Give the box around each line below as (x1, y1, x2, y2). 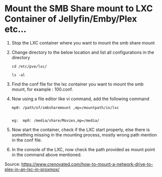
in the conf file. (11, 137, 42, 143)
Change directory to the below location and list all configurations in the (11, 49, 154, 55)
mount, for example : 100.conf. (11, 86, 73, 92)
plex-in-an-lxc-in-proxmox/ (4, 166, 60, 172)
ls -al (11, 72, 25, 77)
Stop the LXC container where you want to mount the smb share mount (11, 40, 155, 45)
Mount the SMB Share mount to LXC (4, 3, 153, 14)
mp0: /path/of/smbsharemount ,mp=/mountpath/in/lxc (11, 105, 119, 110)
